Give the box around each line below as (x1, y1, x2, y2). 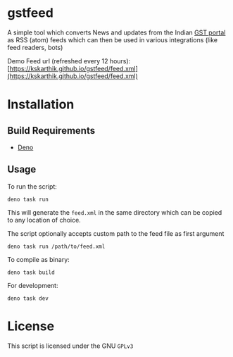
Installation (7, 96, 75, 113)
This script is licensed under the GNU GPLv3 (7, 342, 134, 350)
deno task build (7, 269, 55, 276)
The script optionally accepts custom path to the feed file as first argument (7, 229, 225, 237)
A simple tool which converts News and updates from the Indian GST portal (7, 28, 226, 37)
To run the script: (7, 182, 58, 191)
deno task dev (7, 294, 49, 302)
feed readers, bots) (7, 43, 63, 51)
